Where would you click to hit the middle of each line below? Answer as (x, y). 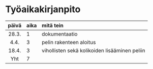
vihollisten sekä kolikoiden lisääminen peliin (94, 50)
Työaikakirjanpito (43, 9)
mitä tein (52, 25)
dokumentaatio (59, 34)
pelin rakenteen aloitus (69, 42)
